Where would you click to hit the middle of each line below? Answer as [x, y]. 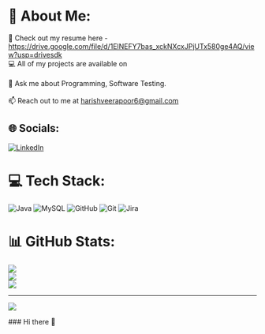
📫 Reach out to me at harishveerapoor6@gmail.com [93, 100]
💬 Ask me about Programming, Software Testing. [88, 83]
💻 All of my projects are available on [68, 63]
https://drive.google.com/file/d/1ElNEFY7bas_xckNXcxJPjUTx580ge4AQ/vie [131, 46]
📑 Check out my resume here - [58, 38]
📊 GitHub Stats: [62, 241]
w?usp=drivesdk [35, 54]
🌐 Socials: [34, 128]
